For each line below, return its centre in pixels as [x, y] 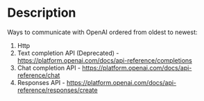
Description [42, 13]
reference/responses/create [58, 90]
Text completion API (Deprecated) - [68, 53]
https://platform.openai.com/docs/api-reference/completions [105, 60]
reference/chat [39, 75]
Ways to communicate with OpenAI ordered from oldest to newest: [102, 32]
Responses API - [41, 82]
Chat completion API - [49, 68]
